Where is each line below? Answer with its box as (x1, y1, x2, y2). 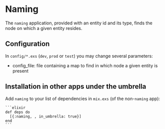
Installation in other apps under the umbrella (5, 82, 146, 91)
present (12, 68, 28, 74)
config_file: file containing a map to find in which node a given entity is (12, 62, 158, 68)
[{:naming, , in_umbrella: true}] (9, 114, 81, 119)
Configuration (5, 40, 50, 48)
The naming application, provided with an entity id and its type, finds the (5, 20, 152, 26)
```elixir (5, 105, 26, 110)
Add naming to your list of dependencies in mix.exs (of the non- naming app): (5, 96, 160, 102)
